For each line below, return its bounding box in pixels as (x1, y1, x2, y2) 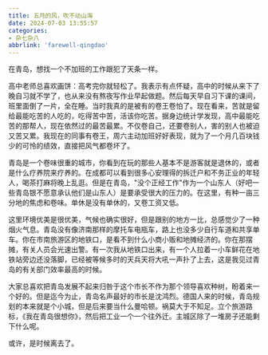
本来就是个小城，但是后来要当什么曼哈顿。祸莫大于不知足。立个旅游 (22, 302, 246, 311)
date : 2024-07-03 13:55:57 (8, 19, 98, 27)
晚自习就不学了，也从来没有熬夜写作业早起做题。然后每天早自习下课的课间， (8, 91, 260, 101)
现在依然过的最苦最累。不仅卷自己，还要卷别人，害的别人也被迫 (49, 121, 260, 131)
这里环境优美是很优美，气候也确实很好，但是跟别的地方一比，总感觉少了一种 (8, 215, 260, 224)
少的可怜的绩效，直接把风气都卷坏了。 (8, 141, 134, 151)
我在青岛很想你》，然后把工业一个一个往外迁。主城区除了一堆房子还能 (25, 312, 253, 321)
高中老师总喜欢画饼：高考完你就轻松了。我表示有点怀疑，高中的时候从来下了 (8, 81, 260, 91)
